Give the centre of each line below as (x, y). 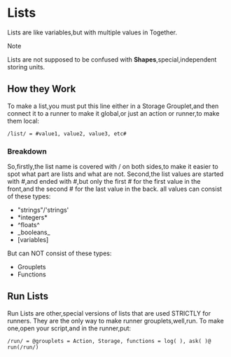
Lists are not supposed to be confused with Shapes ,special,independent (112, 59)
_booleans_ (34, 232)
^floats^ (28, 225)
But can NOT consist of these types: (59, 253)
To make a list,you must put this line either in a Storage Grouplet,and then (113, 106)
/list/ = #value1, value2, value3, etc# (67, 134)
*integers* (32, 217)
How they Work (42, 89)
